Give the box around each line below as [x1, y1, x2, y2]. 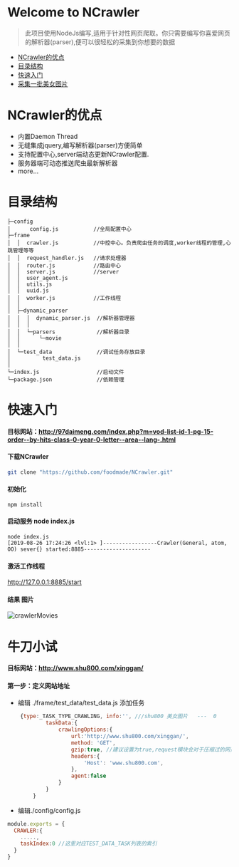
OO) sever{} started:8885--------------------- [7, 546, 152, 553]
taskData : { [45, 720, 78, 727]
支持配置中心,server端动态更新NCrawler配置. [17, 150, 149, 158]
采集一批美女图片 [17, 79, 68, 88]
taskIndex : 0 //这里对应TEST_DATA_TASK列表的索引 [20, 840, 158, 848]
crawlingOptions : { [58, 726, 113, 734]
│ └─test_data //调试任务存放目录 [7, 348, 146, 355]
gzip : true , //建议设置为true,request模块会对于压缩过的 [70, 746, 225, 753]
